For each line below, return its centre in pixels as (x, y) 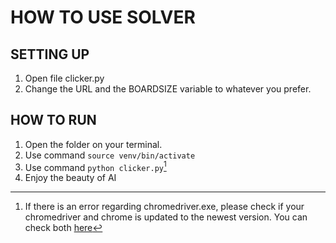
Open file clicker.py (64, 78)
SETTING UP (50, 54)
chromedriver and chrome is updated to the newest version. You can (166, 217)
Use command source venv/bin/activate (110, 155)
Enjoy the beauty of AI (70, 178)
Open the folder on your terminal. (93, 144)
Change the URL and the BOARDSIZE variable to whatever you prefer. (168, 89)
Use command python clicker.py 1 (95, 166)
